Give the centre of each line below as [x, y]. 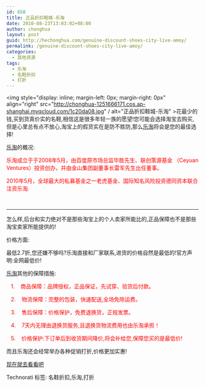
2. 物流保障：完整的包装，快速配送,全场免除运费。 [76, 300]
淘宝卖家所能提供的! [31, 227]
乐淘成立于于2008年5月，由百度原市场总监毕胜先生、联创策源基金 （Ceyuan [103, 160]
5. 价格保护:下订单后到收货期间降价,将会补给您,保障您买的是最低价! [97, 338]
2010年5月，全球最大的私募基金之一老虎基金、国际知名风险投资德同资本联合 [102, 181]
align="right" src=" [30, 104]
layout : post [23, 35]
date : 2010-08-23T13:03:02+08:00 [49, 23]
